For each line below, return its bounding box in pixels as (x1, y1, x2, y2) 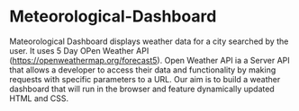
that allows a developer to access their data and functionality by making (9, 64, 276, 75)
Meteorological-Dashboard (9, 6, 217, 27)
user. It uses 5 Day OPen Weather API (9, 45, 149, 55)
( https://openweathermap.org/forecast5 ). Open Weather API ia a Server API (9, 55, 290, 65)
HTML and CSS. (9, 92, 69, 104)
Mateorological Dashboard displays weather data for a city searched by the (9, 36, 289, 47)
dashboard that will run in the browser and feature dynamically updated (9, 83, 275, 94)
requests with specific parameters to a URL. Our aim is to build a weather (9, 73, 281, 84)
